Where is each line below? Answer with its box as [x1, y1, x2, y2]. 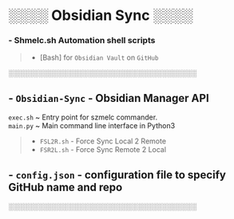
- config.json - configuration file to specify [8, 168, 226, 182]
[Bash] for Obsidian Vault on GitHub [39, 53, 159, 62]
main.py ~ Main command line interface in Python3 [8, 121, 176, 131]
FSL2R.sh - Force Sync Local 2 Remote [39, 136, 166, 146]
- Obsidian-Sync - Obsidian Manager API [8, 91, 209, 105]
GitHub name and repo [8, 180, 123, 194]
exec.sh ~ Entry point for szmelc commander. [8, 112, 158, 122]
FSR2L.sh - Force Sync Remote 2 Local [39, 145, 166, 154]
